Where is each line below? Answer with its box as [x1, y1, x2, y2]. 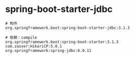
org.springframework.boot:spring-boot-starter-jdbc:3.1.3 [5, 25, 130, 30]
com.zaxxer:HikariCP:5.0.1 [5, 43, 62, 48]
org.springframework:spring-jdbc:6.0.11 [5, 48, 92, 53]
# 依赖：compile [5, 35, 37, 40]
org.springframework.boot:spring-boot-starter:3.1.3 [5, 39, 119, 44]
